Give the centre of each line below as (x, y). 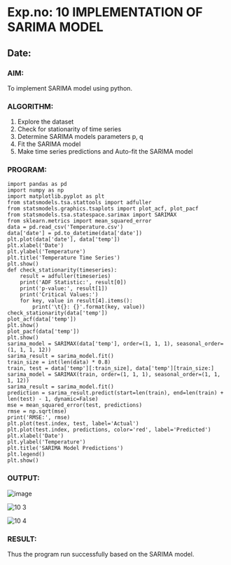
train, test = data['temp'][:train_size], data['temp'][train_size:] (111, 368)
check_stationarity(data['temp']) (58, 313)
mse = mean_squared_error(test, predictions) (75, 405)
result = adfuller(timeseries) (65, 277)
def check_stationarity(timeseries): (62, 270)
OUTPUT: (23, 478)
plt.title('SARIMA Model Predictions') (65, 448)
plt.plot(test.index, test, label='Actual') (73, 424)
